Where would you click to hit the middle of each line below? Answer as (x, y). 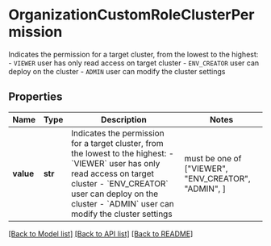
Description (124, 119)
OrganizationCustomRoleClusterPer (131, 15)
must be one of (213, 158)
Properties (35, 97)
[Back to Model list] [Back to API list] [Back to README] (101, 233)
